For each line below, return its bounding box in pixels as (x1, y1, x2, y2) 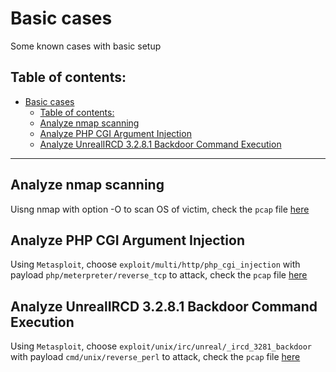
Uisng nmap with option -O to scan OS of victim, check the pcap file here (10, 203, 310, 215)
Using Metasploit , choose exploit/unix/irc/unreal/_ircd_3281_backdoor (10, 340, 312, 352)
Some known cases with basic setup (10, 40, 162, 52)
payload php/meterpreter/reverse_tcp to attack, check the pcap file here (10, 269, 308, 281)
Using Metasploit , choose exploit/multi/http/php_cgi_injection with (10, 258, 301, 271)
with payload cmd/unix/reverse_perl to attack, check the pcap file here (10, 351, 301, 363)
